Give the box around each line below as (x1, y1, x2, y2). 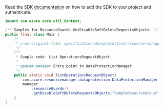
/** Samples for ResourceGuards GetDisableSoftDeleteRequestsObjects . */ (5, 27, 159, 32)
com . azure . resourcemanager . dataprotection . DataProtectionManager (22, 77, 159, 82)
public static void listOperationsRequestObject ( (14, 73, 117, 77)
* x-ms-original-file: (16, 41, 62, 46)
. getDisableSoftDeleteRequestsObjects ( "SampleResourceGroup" (31, 91, 159, 96)
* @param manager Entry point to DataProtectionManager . (16, 63, 134, 69)
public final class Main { (5, 32, 60, 37)
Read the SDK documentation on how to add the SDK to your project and (5, 4, 151, 10)
